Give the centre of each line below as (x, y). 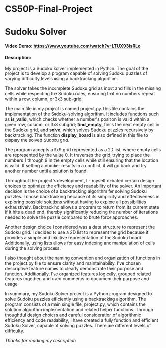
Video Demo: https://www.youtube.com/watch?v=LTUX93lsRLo (73, 46)
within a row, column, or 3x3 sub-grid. (44, 99)
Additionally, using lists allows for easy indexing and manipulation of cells (80, 243)
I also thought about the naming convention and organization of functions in (83, 258)
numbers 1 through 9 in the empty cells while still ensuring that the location (82, 160)
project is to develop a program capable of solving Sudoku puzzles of (76, 73)
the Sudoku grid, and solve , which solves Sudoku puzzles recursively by (79, 130)
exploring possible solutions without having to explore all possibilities (76, 202)
